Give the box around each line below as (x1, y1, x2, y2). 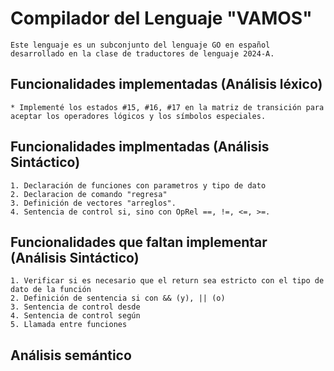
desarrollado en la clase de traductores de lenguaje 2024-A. (10, 48, 275, 59)
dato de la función (10, 285, 92, 295)
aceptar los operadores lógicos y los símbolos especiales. (10, 111, 267, 121)
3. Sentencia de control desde (10, 302, 141, 312)
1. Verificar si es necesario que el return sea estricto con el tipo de (10, 276, 325, 286)
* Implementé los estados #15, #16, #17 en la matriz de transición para (10, 102, 325, 112)
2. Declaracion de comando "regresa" (10, 189, 168, 199)
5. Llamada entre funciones (10, 320, 128, 330)
